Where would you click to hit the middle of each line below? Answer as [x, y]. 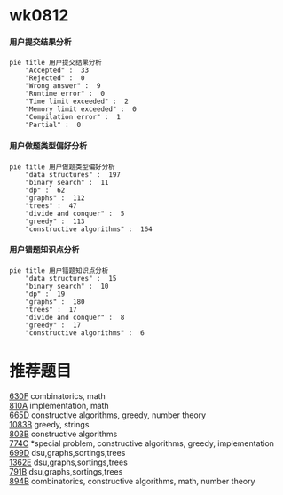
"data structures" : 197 [73, 174]
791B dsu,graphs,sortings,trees [66, 471]
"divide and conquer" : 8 [75, 317]
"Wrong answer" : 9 [63, 86]
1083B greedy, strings [49, 424]
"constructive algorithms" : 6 [85, 333]
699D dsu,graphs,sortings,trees [67, 452]
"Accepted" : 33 [57, 71]
